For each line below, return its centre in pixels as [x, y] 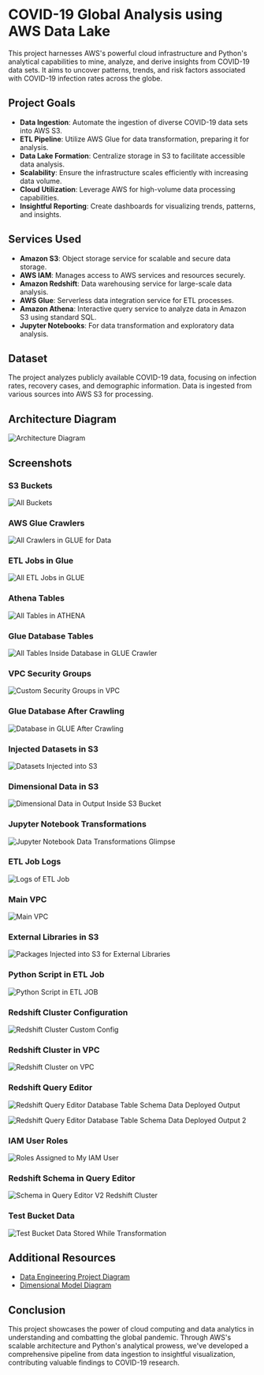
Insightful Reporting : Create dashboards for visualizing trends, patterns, [138, 206]
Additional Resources [62, 1258]
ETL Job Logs [35, 862]
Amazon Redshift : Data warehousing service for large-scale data [126, 283]
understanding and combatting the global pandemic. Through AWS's [120, 1338]
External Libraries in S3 [54, 937]
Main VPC [28, 899]
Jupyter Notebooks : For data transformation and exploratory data [127, 325]
